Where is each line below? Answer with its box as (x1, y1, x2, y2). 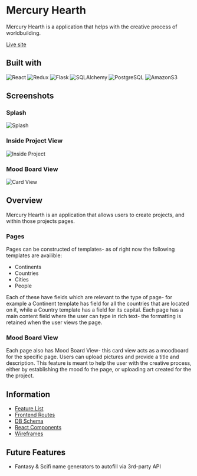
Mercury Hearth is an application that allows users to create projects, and (6, 211, 185, 218)
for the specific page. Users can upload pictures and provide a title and (6, 353, 179, 361)
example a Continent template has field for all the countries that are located (6, 300, 189, 307)
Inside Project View (6, 137, 63, 145)
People (14, 282, 32, 290)
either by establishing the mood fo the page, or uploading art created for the (6, 366, 192, 373)
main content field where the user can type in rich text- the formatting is (6, 313, 182, 320)
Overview (6, 196, 43, 206)
